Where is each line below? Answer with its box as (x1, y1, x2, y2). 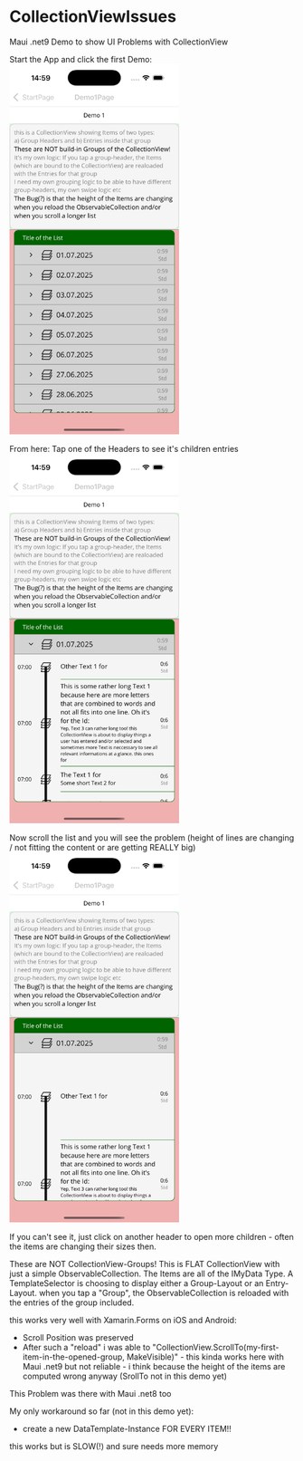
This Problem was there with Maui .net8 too (9, 1388, 172, 1399)
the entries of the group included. (9, 1297, 135, 1308)
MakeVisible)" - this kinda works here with (126, 1351, 285, 1362)
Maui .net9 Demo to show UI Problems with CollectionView (9, 36, 229, 47)
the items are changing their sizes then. (9, 1241, 156, 1252)
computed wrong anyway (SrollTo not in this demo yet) (22, 1370, 228, 1381)
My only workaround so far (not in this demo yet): (9, 1406, 194, 1417)
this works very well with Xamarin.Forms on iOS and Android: (9, 1314, 237, 1325)
